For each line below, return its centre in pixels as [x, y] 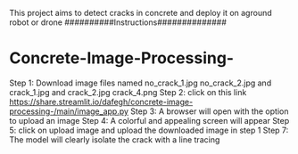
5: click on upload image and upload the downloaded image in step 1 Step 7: [149, 130]
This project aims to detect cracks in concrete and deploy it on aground [141, 13]
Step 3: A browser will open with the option [210, 111]
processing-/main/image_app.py [69, 111]
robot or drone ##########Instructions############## [118, 22]
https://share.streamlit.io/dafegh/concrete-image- [101, 101]
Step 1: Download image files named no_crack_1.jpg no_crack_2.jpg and [141, 83]
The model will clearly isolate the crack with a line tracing [115, 139]
